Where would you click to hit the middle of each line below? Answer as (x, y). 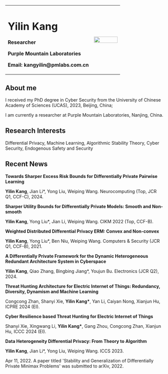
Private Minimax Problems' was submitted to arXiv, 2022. (65, 366)
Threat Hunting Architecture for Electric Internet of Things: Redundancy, (83, 286)
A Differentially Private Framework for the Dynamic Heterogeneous (77, 256)
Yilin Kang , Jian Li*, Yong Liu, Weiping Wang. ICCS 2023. (65, 351)
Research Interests (35, 131)
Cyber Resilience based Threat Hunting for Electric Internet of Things (79, 316)
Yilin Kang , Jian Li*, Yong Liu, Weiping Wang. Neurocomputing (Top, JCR (81, 191)
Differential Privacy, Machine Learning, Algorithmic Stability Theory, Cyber (82, 143)
